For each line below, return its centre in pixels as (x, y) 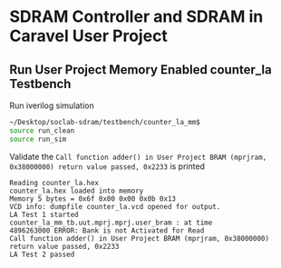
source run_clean (42, 130)
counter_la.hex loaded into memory (77, 191)
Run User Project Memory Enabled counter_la (140, 69)
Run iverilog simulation (52, 105)
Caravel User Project (88, 36)
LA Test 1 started (44, 214)
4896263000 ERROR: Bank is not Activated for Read (107, 230)
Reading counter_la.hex (54, 183)
